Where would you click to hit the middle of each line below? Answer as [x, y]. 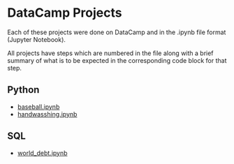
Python [23, 90]
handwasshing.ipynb [47, 114]
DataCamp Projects [65, 13]
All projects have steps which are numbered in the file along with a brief [111, 53]
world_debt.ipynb [42, 153]
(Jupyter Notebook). [37, 39]
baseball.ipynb [38, 107]
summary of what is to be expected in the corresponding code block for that [117, 60]
